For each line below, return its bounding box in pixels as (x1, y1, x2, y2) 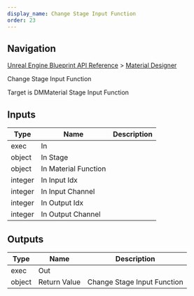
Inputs (7, 108, 36, 120)
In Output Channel (41, 209, 101, 219)
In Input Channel (41, 187, 95, 197)
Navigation (7, 43, 56, 55)
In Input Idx (41, 176, 78, 185)
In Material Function (41, 164, 106, 174)
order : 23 (7, 17, 36, 24)
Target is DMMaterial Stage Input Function (7, 88, 130, 97)
